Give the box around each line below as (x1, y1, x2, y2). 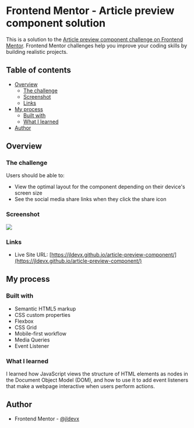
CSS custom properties (14, 311, 71, 318)
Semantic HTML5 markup (14, 305, 76, 312)
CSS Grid (14, 323, 37, 331)
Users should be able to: (6, 172, 65, 179)
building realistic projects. (6, 48, 68, 55)
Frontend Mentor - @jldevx (14, 415, 80, 422)
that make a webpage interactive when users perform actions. (6, 383, 156, 390)
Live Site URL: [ (14, 251, 52, 258)
